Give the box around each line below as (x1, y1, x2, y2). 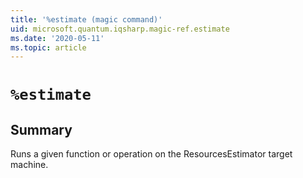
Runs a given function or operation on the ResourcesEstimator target (10, 148, 293, 160)
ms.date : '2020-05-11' (10, 33, 105, 43)
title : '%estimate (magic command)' (10, 14, 163, 25)
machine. (10, 159, 49, 171)
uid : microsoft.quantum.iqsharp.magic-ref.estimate (10, 24, 230, 34)
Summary (10, 121, 73, 138)
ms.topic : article (10, 42, 87, 53)
